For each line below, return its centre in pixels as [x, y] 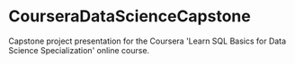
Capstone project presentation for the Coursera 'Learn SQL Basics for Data [147, 41]
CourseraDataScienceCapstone [130, 16]
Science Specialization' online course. [79, 50]
